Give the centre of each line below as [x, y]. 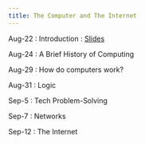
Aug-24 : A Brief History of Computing [71, 54]
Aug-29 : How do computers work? [66, 70]
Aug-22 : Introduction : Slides [57, 38]
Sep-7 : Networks [37, 116]
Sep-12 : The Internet [43, 131]
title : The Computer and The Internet [72, 16]
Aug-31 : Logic [32, 85]
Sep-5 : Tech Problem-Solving [58, 100]
